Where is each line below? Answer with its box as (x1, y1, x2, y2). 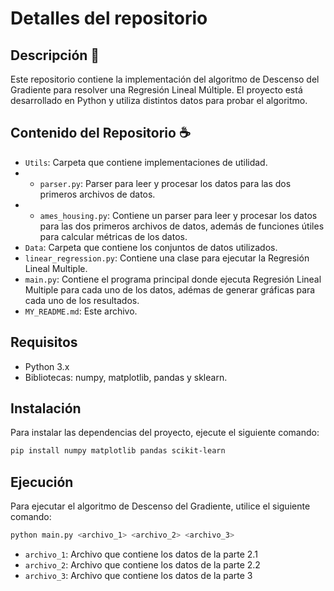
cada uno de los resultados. (24, 294, 140, 306)
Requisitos (10, 334, 78, 351)
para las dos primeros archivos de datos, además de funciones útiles (39, 220, 325, 232)
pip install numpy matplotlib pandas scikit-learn (10, 446, 226, 456)
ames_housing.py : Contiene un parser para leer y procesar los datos (39, 209, 318, 221)
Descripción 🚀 (10, 47, 100, 64)
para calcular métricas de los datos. (39, 230, 188, 242)
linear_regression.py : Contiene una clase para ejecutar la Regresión (24, 252, 310, 264)
